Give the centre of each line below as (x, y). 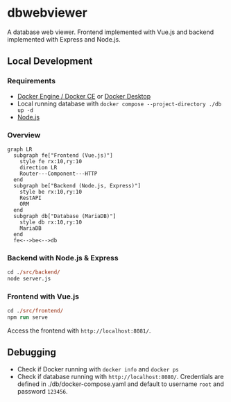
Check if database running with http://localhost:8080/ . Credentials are (120, 376)
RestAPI (31, 198)
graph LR (20, 149)
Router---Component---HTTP (59, 174)
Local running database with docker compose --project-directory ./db (119, 103)
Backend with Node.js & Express (63, 258)
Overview (24, 135)
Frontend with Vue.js (43, 296)
